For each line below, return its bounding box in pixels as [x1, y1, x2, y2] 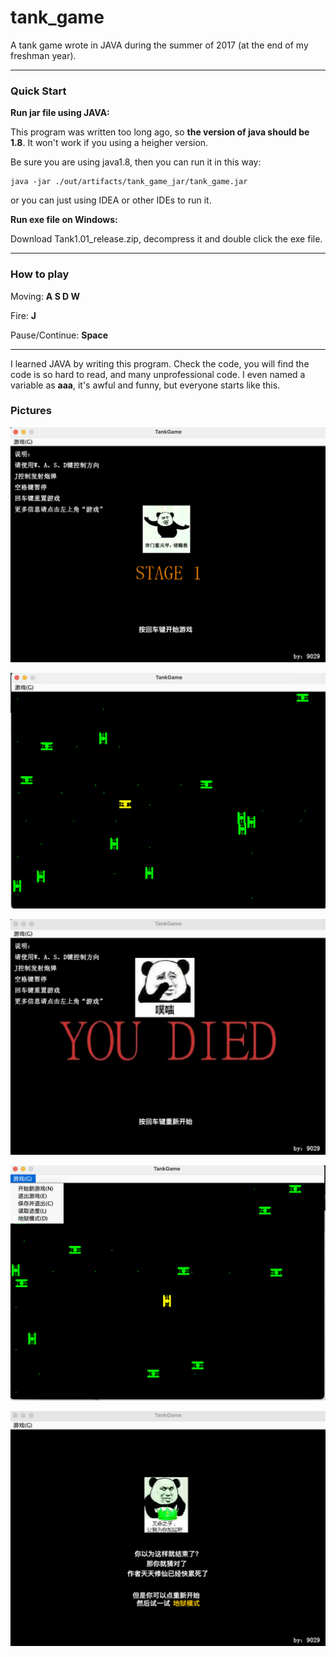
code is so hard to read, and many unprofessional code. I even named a [10, 368, 306, 380]
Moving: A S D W [10, 290, 81, 302]
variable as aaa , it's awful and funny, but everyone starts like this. [10, 379, 281, 391]
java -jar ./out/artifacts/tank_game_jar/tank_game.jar [10, 177, 248, 187]
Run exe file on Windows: [10, 214, 118, 226]
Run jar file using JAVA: [10, 107, 110, 119]
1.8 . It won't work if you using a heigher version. [10, 137, 209, 149]
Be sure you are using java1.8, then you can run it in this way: [10, 156, 262, 168]
